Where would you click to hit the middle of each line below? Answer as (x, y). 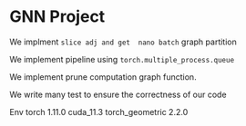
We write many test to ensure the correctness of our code (118, 94)
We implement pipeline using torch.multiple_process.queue (122, 59)
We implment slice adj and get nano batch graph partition (123, 42)
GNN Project (57, 17)
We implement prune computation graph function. (103, 77)
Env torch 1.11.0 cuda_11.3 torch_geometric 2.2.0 (99, 111)
